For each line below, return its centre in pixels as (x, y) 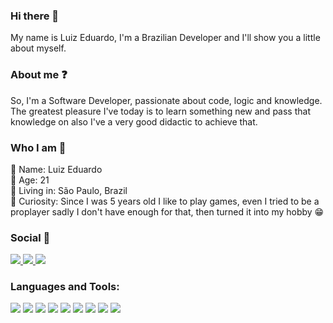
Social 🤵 (30, 237)
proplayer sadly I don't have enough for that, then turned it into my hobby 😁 (167, 211)
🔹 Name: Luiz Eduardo (56, 169)
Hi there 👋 (35, 16)
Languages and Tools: (65, 287)
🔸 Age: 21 (30, 180)
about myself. (38, 48)
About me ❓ (39, 75)
